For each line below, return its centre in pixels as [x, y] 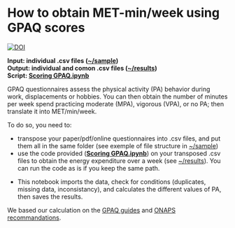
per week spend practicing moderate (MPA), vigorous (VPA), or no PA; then [116, 104]
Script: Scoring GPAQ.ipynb [48, 76]
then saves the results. [50, 197]
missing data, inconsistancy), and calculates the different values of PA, [119, 189]
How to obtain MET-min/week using [114, 13]
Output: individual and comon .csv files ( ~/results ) [82, 68]
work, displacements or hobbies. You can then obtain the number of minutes [117, 97]
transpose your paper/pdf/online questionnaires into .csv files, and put [119, 138]
